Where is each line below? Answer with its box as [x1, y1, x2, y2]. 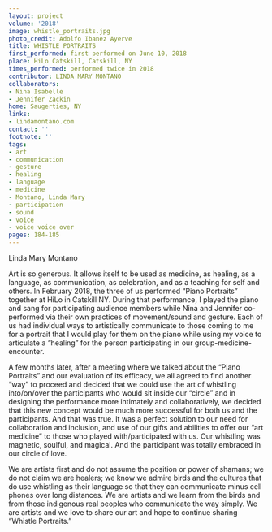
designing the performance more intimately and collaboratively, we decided [8, 397, 261, 406]
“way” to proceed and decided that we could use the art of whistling [8, 379, 237, 389]
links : [8, 110, 31, 119]
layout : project [8, 11, 63, 20]
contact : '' [8, 125, 49, 133]
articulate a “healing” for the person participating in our [8, 338, 193, 348]
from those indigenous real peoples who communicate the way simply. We [8, 499, 258, 508]
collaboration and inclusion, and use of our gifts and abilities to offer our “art [8, 423, 264, 432]
